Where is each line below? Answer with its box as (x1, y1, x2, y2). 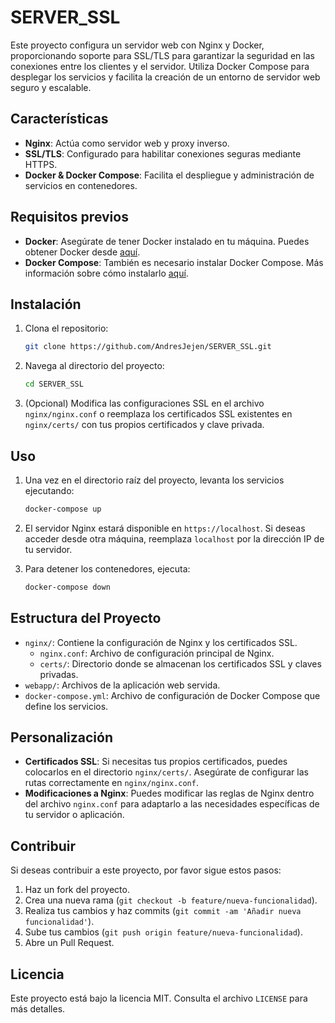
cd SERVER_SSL (24, 379, 84, 390)
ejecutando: (24, 484, 75, 496)
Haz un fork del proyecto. (24, 884, 130, 896)
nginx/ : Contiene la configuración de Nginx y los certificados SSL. (24, 636, 298, 648)
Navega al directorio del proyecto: (24, 360, 165, 372)
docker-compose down (24, 582, 111, 592)
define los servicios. (24, 700, 109, 712)
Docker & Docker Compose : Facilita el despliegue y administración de (24, 169, 315, 181)
